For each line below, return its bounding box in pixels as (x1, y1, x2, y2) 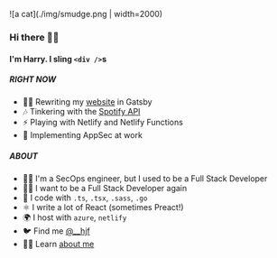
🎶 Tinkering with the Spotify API (22, 106, 141, 117)
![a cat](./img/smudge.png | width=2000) (9, 9, 163, 19)
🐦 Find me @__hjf (22, 226, 90, 236)
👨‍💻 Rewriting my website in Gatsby (22, 97, 152, 107)
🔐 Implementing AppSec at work (22, 130, 143, 141)
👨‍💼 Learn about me (22, 239, 95, 250)
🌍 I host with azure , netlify (22, 212, 127, 223)
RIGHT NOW (9, 74, 57, 85)
